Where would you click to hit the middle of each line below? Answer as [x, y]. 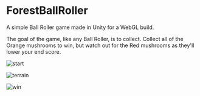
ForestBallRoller [47, 11]
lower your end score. [34, 51]
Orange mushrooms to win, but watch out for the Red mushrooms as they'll [100, 45]
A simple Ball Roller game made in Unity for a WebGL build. [80, 27]
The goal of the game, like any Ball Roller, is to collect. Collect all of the [95, 39]
